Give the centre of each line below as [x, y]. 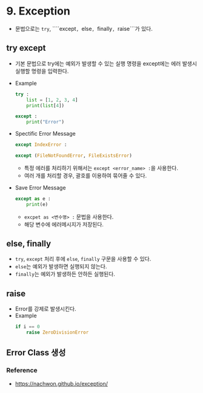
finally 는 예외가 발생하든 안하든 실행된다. [65, 274]
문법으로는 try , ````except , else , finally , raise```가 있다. [84, 28]
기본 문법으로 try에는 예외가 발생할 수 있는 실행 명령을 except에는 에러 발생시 [106, 63]
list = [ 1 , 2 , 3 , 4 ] [52, 100]
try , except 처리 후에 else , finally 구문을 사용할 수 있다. [83, 259]
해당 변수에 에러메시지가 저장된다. [64, 224]
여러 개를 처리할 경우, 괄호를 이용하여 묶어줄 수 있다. [85, 175]
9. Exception [38, 11]
